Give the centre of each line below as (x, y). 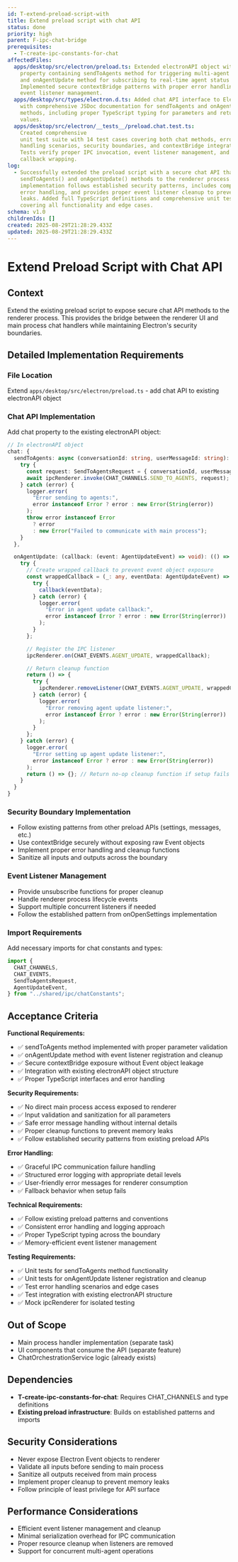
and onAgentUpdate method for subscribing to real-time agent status (125, 80)
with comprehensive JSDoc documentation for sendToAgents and (114, 106)
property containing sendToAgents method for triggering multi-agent (125, 73)
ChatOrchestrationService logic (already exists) (87, 1358)
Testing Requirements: (41, 1257)
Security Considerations (63, 1442)
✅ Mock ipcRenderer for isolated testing (76, 1303)
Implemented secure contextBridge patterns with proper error (114, 87)
